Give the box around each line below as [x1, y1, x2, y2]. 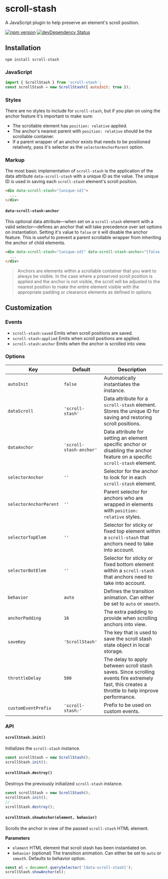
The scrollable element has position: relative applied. [12, 123, 127, 129]
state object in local [103, 641, 150, 648]
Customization [5, 304, 52, 312]
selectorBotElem [7, 567, 46, 573]
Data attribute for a [103, 395, 148, 402]
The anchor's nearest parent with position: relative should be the [12, 128, 152, 134]
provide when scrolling [103, 614, 157, 621]
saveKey [7, 639, 26, 644]
